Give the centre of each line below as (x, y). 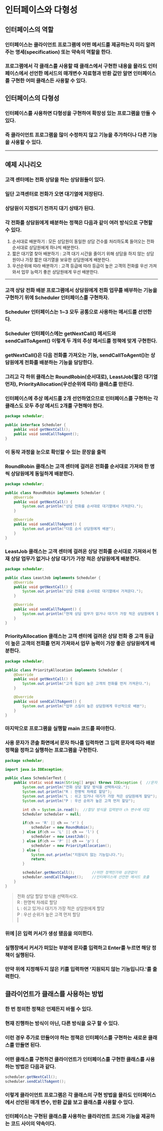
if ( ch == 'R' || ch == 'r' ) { (53, 823)
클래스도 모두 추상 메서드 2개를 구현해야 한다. (54, 406)
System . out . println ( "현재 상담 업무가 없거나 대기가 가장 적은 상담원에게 (88, 614)
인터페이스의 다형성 (32, 98)
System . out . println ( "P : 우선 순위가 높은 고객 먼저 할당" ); (79, 801)
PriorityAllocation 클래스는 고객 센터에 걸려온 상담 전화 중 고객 (74, 636)
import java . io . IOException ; (34, 769)
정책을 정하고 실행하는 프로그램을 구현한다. (52, 750)
